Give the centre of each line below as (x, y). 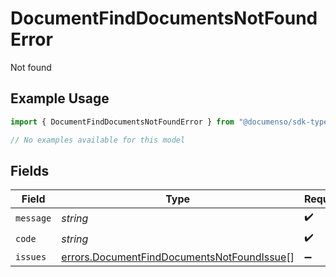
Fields (30, 170)
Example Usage (60, 98)
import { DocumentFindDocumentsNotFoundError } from (122, 122)
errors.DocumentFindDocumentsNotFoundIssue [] (178, 257)
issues (31, 257)
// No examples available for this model (98, 140)
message (33, 218)
